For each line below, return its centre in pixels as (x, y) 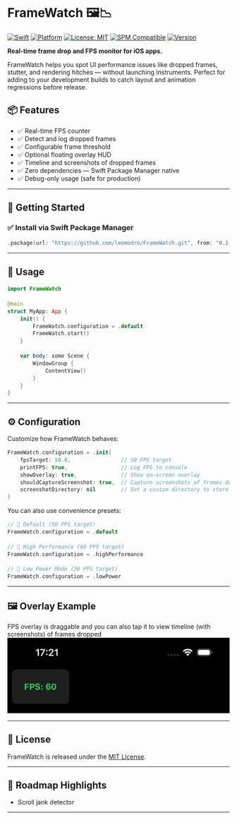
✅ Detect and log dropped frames (67, 138)
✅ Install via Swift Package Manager (71, 228)
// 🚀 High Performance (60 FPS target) (66, 547)
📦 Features (34, 110)
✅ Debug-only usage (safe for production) (79, 178)
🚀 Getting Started (46, 208)
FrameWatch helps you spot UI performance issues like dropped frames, (113, 64)
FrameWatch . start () (61, 334)
